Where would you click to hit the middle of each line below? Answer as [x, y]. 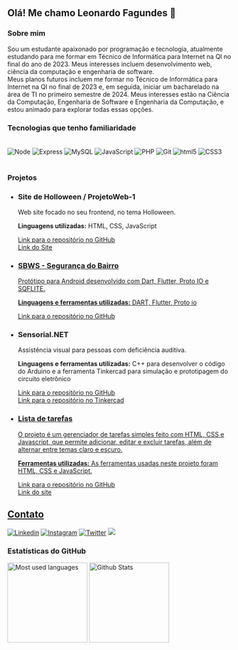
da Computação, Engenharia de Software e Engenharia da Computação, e [116, 102]
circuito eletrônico [44, 379]
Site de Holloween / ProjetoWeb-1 [76, 196]
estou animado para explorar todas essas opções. [81, 109]
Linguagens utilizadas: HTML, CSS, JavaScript [87, 225]
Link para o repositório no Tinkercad [71, 400]
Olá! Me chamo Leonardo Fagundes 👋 [92, 13]
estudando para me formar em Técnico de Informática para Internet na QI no [119, 56]
